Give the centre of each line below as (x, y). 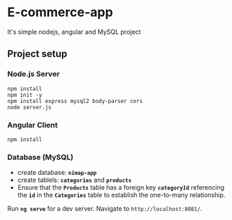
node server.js (30, 107)
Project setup (38, 54)
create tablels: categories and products (75, 180)
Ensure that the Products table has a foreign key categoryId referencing (121, 188)
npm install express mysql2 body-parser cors (75, 101)
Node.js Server (33, 74)
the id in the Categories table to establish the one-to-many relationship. (121, 195)
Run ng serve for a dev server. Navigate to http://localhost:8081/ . (105, 209)
